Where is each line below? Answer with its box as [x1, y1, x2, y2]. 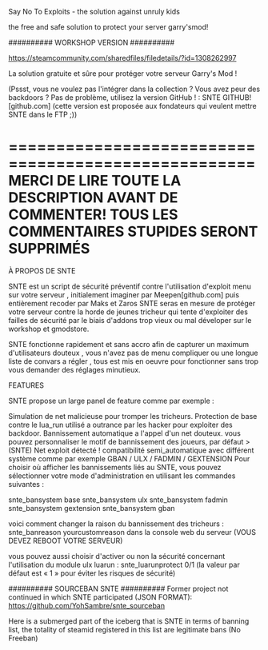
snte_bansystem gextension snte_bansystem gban [8, 503, 175, 512]
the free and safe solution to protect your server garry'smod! [8, 22, 209, 31]
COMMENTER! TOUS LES [8, 205, 178, 224]
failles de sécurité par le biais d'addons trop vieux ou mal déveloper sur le [8, 315, 252, 325]
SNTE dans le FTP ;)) [8, 110, 78, 119]
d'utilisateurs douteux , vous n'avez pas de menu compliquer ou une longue [8, 348, 258, 357]
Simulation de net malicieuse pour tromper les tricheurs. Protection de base [8, 411, 258, 421]
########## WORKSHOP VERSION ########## [8, 38, 175, 47]
